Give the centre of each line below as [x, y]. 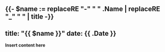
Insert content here [25, 45]
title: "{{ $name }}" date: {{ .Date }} [61, 33]
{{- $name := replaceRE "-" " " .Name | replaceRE [83, 9]
